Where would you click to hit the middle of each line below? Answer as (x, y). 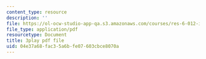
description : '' (27, 18)
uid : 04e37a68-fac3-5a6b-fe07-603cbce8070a (63, 47)
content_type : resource (37, 12)
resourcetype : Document (37, 35)
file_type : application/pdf (42, 29)
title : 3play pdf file (35, 41)
